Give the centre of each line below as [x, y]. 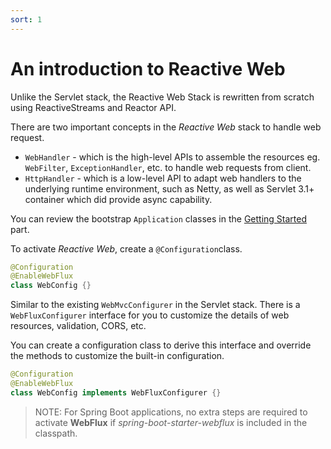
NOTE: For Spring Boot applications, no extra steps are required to [171, 412]
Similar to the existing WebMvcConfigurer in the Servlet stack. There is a [155, 305]
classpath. [56, 433]
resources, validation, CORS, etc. [78, 326]
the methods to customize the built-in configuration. [117, 356]
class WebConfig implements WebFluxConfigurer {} [116, 392]
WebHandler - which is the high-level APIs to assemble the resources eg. [172, 157]
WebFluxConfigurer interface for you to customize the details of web [150, 315]
